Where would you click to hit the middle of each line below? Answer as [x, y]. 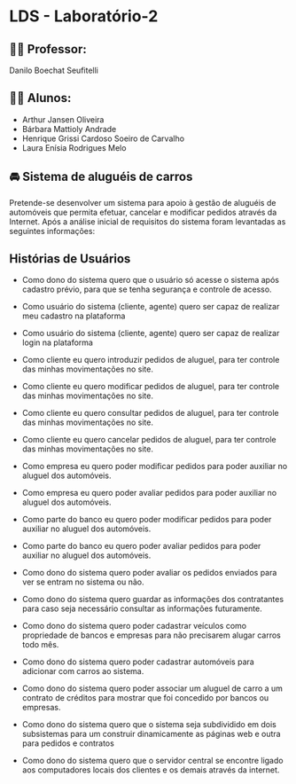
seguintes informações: [52, 231]
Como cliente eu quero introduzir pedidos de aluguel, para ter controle [151, 360]
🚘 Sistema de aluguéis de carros [101, 177]
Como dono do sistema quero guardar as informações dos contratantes [153, 600]
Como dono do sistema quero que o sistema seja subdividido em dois [149, 725]
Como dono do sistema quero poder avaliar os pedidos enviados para [149, 573]
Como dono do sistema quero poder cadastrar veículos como [134, 626]
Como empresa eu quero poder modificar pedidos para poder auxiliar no [155, 466]
